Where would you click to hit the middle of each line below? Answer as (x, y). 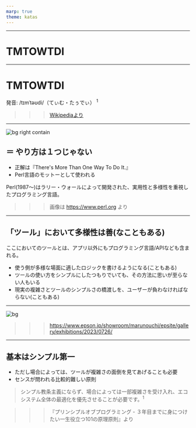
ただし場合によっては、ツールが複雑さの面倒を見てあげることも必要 (96, 372)
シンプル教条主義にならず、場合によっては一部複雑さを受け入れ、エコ (104, 392)
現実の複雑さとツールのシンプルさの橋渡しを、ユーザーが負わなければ (99, 289)
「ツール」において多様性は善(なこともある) (85, 233)
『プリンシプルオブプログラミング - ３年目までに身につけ (118, 412)
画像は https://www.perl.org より (89, 207)
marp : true (19, 11)
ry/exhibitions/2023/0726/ (81, 331)
